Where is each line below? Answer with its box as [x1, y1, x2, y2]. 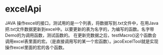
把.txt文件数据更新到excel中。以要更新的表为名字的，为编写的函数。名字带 [5, 26, 154, 32]
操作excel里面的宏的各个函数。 [5, 44, 67, 50]
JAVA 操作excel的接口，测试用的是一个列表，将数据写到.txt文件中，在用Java [5, 20, 159, 26]
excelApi [5, 3, 41, 15]
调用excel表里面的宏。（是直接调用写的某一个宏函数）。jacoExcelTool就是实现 [5, 38, 159, 44]
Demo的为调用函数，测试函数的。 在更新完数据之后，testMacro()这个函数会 [5, 32, 157, 38]
